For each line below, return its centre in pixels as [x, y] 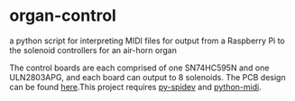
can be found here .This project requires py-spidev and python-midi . [135, 87]
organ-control [63, 16]
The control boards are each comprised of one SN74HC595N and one [139, 68]
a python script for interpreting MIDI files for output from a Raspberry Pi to [147, 41]
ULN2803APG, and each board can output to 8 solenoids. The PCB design [147, 77]
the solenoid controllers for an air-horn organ [93, 50]
